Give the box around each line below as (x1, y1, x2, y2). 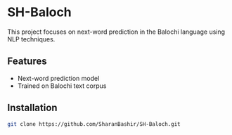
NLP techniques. (7, 34, 56, 43)
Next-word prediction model (17, 74, 100, 82)
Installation (7, 102, 58, 114)
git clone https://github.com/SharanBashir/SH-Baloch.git (7, 120, 181, 127)
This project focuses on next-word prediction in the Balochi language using (7, 27, 226, 36)
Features (7, 56, 47, 67)
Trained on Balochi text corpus (17, 82, 107, 90)
